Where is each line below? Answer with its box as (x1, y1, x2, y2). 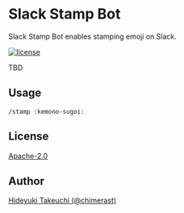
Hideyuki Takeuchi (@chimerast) (8, 195, 117, 206)
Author (8, 174, 44, 188)
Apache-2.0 (8, 151, 48, 161)
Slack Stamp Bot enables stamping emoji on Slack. (8, 31, 177, 41)
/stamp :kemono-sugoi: (8, 107, 85, 115)
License (8, 130, 49, 144)
